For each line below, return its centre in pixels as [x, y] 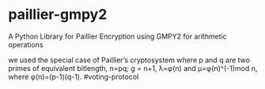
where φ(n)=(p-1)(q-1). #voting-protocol [74, 76]
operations [26, 44]
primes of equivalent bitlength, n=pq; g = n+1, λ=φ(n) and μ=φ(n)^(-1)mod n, [133, 68]
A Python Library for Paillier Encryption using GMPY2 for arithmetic [117, 36]
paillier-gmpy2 [58, 15]
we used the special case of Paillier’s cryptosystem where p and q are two [129, 60]
